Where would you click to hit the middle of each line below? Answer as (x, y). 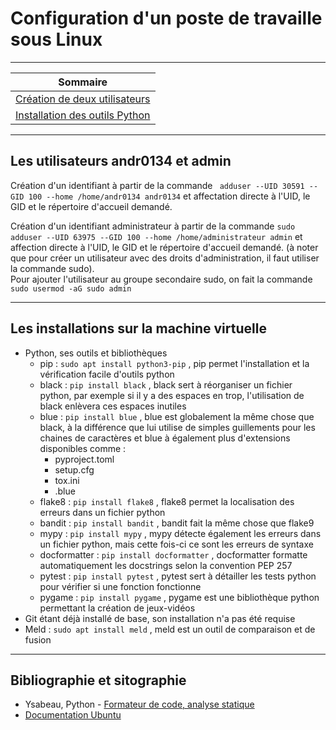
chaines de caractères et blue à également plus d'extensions (165, 438)
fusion (38, 639)
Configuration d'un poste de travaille (166, 18)
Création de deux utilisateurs (83, 99)
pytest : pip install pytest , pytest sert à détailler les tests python (178, 576)
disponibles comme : (83, 448)
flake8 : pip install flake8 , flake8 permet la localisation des (167, 501)
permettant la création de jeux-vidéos (117, 608)
